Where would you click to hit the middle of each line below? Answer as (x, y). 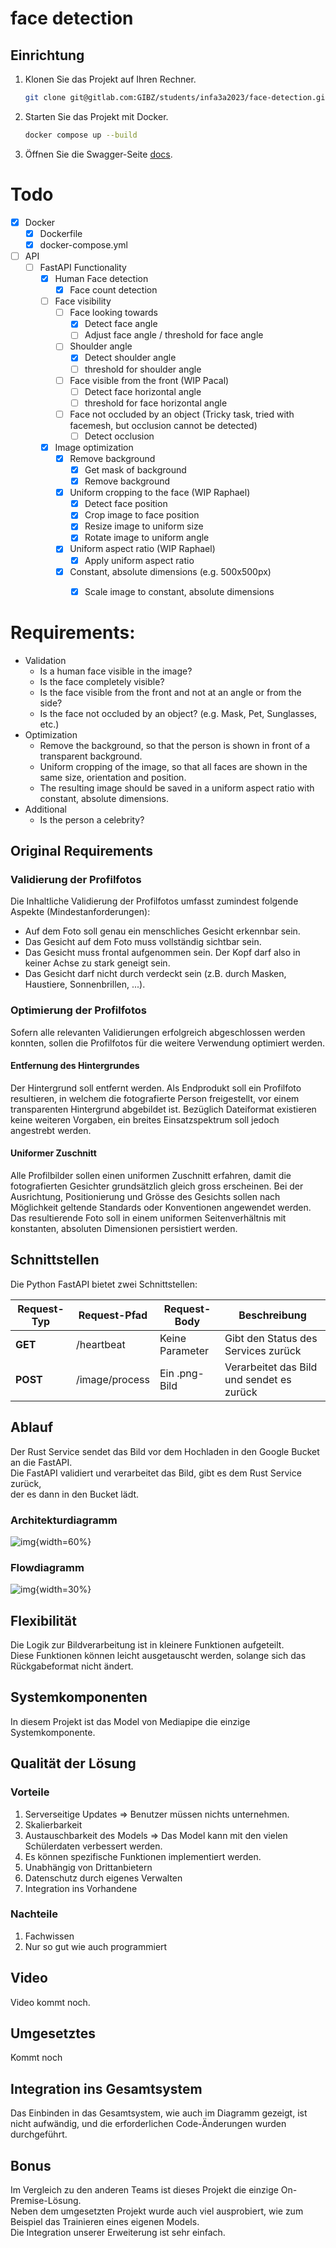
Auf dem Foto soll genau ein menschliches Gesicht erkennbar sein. (162, 931)
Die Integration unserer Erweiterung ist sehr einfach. (118, 2233)
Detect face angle (121, 324)
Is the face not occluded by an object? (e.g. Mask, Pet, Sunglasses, (178, 713)
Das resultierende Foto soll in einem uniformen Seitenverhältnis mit (148, 1218)
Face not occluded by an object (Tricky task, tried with (182, 414)
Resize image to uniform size (144, 526)
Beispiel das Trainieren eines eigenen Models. (105, 2222)
